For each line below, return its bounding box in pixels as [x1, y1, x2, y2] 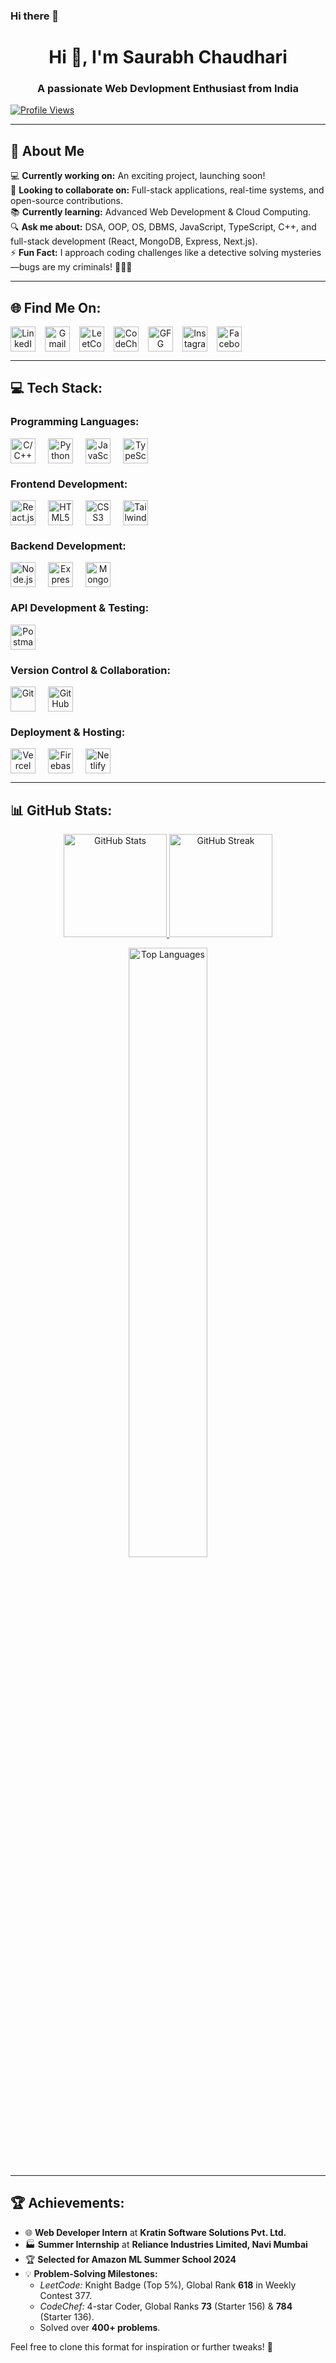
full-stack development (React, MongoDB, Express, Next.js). [10, 235, 258, 248]
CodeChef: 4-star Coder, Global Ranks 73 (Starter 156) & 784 [39, 2300, 293, 2312]
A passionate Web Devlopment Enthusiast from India [37, 82, 299, 96]
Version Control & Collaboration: [10, 663, 171, 677]
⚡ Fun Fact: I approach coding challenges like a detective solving [10, 247, 279, 259]
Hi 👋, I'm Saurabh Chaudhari [48, 46, 288, 69]
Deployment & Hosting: [10, 725, 126, 739]
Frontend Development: [10, 477, 128, 491]
